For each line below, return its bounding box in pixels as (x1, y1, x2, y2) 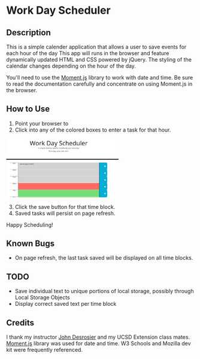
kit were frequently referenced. (6, 346, 83, 354)
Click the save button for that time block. (14, 203, 116, 210)
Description (6, 28, 51, 38)
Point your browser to (14, 120, 69, 127)
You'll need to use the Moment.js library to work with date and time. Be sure (6, 74, 193, 81)
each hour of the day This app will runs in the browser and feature (6, 50, 169, 57)
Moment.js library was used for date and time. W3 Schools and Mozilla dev (6, 340, 191, 347)
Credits (6, 318, 35, 328)
